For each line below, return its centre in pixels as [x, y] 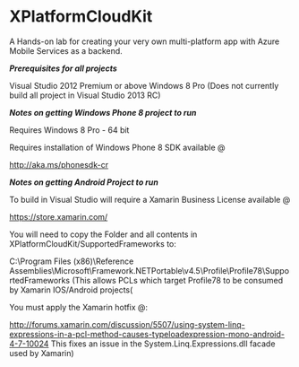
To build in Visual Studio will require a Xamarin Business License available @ [150, 199]
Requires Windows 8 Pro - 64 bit [69, 130]
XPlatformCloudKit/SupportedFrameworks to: [93, 243]
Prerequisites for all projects [64, 68]
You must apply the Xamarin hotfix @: [79, 307]
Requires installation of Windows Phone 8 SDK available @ [117, 147]
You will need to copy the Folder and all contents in [103, 234]
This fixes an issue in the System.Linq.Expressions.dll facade [163, 344]
